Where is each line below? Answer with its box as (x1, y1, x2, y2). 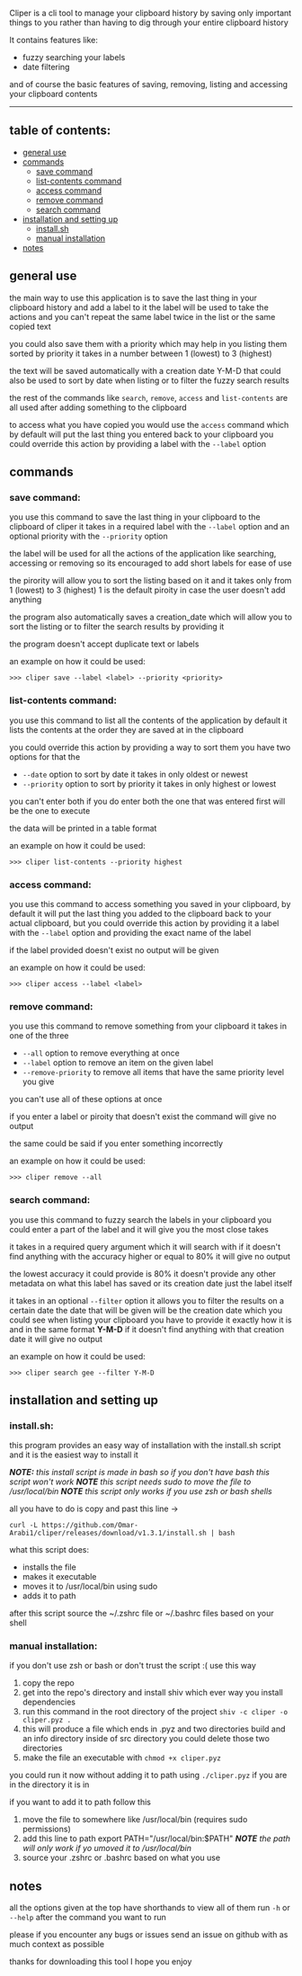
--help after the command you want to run (9, 1912, 166, 1923)
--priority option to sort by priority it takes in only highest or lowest (22, 778, 277, 789)
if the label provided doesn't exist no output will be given (9, 944, 219, 956)
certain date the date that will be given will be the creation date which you (9, 1304, 283, 1315)
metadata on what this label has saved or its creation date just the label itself (9, 1277, 293, 1288)
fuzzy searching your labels (22, 52, 126, 62)
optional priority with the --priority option (9, 530, 168, 542)
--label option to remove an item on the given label (22, 1057, 214, 1068)
